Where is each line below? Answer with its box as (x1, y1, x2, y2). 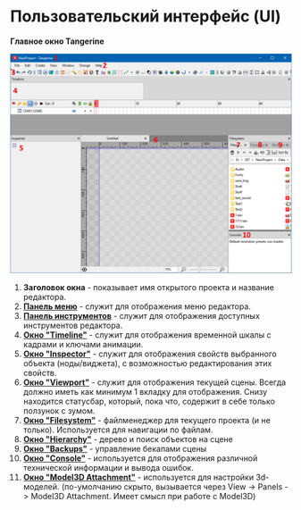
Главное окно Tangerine (10, 36, 105, 46)
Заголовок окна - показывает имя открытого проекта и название (22, 281, 275, 292)
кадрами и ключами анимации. (22, 339, 144, 349)
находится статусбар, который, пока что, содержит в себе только (22, 396, 276, 406)
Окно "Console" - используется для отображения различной (22, 453, 258, 464)
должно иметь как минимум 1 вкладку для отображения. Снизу (22, 386, 268, 397)
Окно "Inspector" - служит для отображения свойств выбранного (22, 348, 278, 359)
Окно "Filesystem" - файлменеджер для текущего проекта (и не (22, 414, 271, 425)
